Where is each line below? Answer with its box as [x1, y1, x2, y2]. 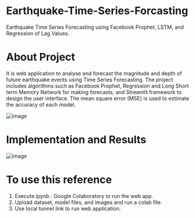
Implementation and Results [6, 133, 147, 146]
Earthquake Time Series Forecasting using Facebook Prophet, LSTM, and [6, 24, 184, 31]
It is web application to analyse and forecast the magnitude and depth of [6, 69, 183, 77]
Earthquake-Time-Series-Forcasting [6, 4, 189, 18]
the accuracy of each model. [6, 101, 76, 108]
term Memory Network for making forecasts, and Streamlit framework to [6, 88, 182, 95]
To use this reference [6, 173, 112, 186]
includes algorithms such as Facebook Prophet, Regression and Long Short [6, 82, 189, 89]
